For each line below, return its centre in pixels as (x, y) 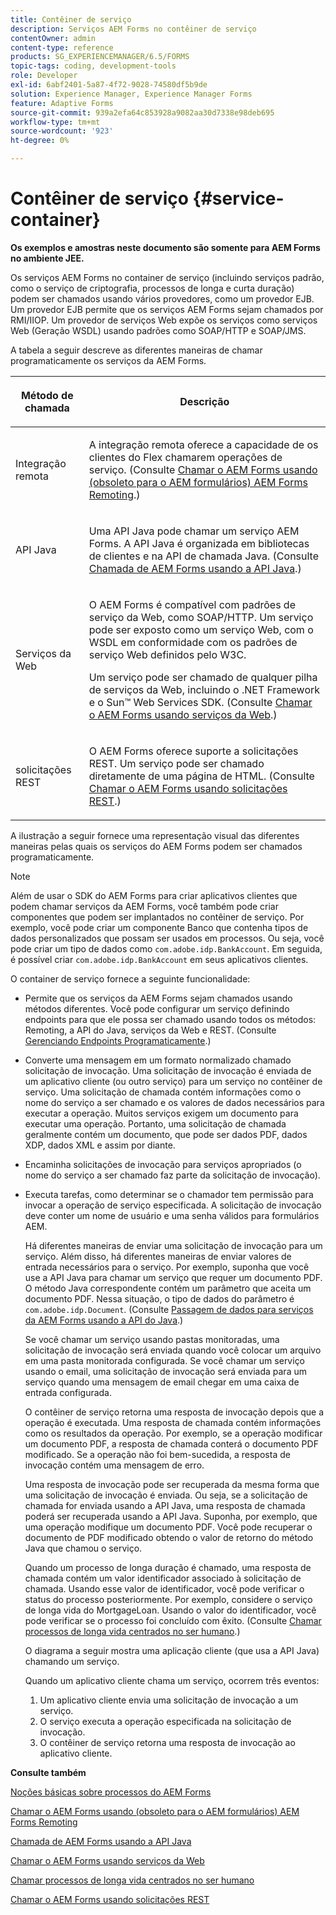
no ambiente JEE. (47, 258)
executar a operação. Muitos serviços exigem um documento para (161, 1113)
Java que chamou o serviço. (83, 1548)
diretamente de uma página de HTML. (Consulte (201, 776)
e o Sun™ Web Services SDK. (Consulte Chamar (200, 702)
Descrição (204, 401)
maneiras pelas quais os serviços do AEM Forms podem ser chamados (156, 846)
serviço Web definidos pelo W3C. (167, 654)
